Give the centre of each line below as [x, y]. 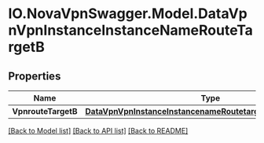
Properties [35, 76]
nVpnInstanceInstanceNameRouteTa [131, 30]
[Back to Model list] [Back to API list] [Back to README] [98, 131]
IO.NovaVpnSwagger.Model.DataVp [128, 14]
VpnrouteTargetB [45, 111]
